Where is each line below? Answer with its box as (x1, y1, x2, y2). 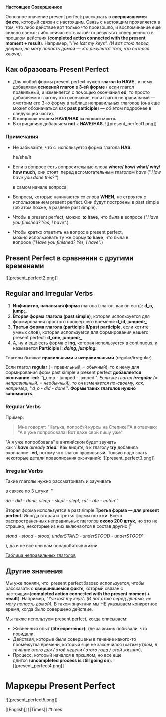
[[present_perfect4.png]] (12, 663, 64, 669)
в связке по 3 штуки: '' (5, 488, 54, 494)
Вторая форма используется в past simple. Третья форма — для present (5, 507, 159, 513)
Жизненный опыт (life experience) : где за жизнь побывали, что (12, 626, 147, 632)
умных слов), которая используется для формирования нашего (12, 329, 149, 335)
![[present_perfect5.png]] (5, 697, 58, 703)
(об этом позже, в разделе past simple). (12, 204, 97, 211)
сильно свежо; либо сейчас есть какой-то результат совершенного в (5, 30, 154, 35)
